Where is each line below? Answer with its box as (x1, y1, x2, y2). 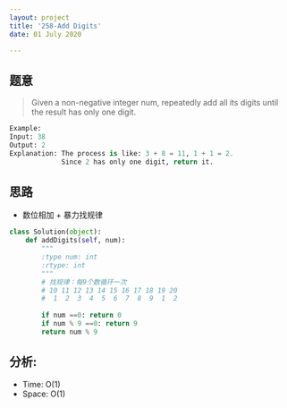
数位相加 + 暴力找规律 (21, 209, 103, 220)
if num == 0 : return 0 (41, 310, 122, 320)
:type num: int (41, 252, 98, 261)
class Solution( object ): (9, 227, 102, 237)
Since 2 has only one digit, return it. (61, 157, 215, 166)
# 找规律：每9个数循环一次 (41, 277, 127, 286)
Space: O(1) (21, 388, 66, 399)
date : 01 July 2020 (9, 30, 82, 38)
